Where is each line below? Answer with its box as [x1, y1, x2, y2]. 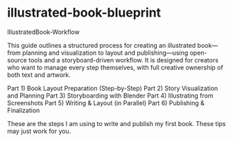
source [7, 55, 28, 64]
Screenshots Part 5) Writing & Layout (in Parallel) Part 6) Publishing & [7, 98, 205, 107]
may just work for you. [7, 127, 71, 135]
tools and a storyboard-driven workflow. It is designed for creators [28, 55, 218, 64]
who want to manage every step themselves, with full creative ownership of [7, 63, 223, 71]
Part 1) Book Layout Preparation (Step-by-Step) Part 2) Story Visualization [7, 84, 218, 92]
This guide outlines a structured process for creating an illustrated [7, 41, 196, 49]
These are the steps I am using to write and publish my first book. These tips [7, 119, 226, 127]
